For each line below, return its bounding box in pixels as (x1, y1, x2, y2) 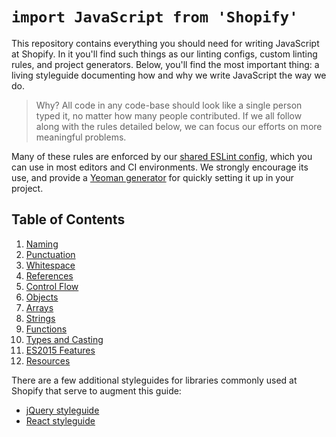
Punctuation (25, 248, 76, 260)
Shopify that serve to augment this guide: (11, 384, 182, 397)
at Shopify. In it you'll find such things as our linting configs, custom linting (11, 48, 318, 60)
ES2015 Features (25, 344, 96, 356)
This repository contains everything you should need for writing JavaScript (11, 37, 320, 49)
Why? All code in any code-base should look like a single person (35, 99, 303, 111)
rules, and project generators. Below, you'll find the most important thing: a (11, 58, 320, 70)
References (25, 269, 74, 282)
